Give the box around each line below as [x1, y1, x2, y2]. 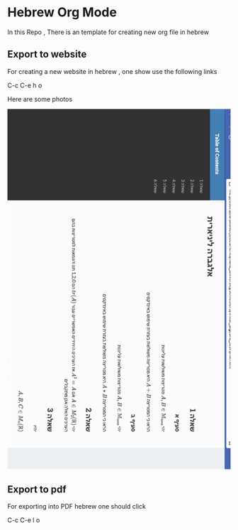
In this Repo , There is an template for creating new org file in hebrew [7, 28, 209, 36]
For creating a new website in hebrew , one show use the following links [7, 67, 217, 75]
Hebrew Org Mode [7, 4, 117, 21]
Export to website [7, 48, 87, 60]
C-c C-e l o [7, 516, 40, 524]
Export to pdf [7, 483, 67, 495]
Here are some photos [7, 94, 73, 103]
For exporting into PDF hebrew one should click [7, 502, 147, 511]
